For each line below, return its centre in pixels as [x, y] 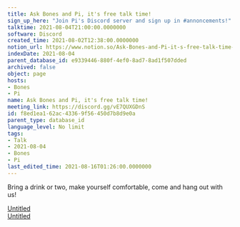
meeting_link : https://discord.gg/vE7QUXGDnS [76, 107]
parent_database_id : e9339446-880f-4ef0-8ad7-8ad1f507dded [97, 61]
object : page [27, 74]
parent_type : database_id [46, 120]
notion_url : [25, 47]
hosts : [17, 80]
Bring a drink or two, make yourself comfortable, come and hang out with [115, 187]
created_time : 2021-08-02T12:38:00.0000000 [73, 41]
